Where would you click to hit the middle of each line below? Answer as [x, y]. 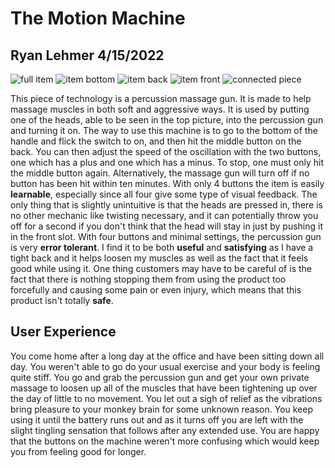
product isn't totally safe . [62, 300]
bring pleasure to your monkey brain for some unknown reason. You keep [162, 409]
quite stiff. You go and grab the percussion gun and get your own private [160, 377]
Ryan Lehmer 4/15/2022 [87, 55]
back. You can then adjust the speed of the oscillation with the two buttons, [166, 151]
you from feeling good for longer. [78, 451]
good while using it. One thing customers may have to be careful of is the [161, 268]
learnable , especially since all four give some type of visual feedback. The [164, 194]
